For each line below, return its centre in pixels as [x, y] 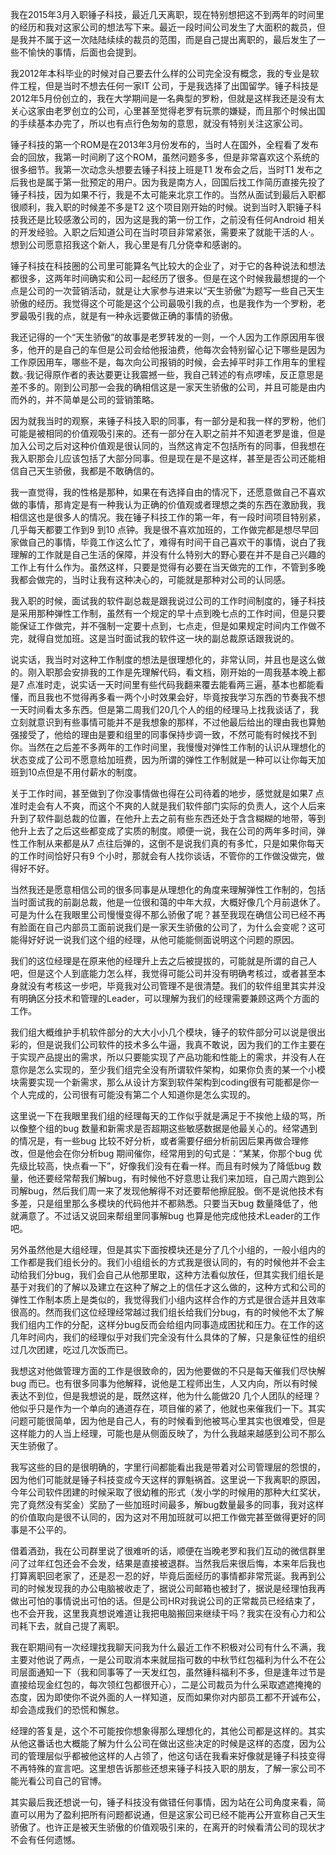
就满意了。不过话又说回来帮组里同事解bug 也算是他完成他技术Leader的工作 [165, 1216]
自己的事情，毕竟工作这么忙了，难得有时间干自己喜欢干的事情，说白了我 [176, 542]
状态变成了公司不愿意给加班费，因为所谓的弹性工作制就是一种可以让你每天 [163, 759]
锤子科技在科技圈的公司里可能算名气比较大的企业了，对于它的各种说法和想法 [168, 266]
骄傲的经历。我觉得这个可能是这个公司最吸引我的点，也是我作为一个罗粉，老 [168, 303]
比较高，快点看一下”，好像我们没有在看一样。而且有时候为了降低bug [169, 1166]
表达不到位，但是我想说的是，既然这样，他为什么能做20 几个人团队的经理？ [166, 1396]
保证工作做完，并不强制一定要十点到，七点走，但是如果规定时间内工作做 [167, 626]
